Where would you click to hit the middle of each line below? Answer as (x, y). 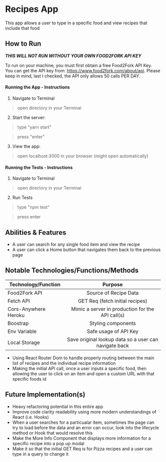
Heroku (16, 315)
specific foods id (29, 379)
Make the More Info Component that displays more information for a (82, 438)
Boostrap (18, 323)
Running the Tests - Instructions (39, 167)
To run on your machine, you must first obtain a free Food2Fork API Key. (79, 65)
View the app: (26, 146)
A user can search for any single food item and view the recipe (76, 244)
